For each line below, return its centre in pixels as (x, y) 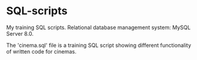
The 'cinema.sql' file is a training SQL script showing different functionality (99, 45)
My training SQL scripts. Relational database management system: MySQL (98, 27)
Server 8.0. (20, 33)
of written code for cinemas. (41, 51)
